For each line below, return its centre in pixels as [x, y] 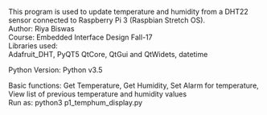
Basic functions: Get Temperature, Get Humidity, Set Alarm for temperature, [133, 85]
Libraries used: [33, 46]
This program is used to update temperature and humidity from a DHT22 [129, 12]
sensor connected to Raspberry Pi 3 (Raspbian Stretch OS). [107, 20]
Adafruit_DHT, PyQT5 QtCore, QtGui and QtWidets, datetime [108, 54]
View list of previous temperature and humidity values [98, 94]
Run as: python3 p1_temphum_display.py [76, 103]
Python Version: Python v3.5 [55, 70]
